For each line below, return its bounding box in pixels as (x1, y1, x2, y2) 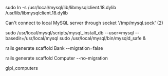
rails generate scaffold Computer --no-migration (5, 55, 108, 61)
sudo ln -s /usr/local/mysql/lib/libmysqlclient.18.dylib (5, 5, 117, 10)
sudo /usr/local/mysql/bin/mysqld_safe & (59, 35, 146, 41)
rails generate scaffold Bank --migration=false (5, 45, 104, 51)
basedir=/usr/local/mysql (5, 35, 59, 41)
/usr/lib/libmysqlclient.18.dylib (5, 10, 68, 16)
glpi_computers (5, 65, 39, 71)
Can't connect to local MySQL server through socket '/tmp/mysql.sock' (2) (5, 20, 163, 26)
